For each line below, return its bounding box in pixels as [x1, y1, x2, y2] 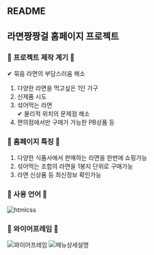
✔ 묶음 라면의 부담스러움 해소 [7, 70, 86, 78]
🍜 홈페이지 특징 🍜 [7, 137, 60, 146]
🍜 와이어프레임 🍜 [7, 224, 59, 233]
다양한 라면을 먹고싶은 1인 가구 [16, 84, 99, 92]
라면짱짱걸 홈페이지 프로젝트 [7, 30, 120, 42]
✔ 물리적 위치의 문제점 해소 [16, 109, 90, 118]
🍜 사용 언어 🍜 [7, 189, 48, 199]
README [7, 5, 46, 17]
